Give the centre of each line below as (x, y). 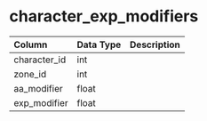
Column (31, 44)
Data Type (99, 44)
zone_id (30, 74)
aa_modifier (39, 88)
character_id (40, 60)
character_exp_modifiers (104, 16)
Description (155, 44)
